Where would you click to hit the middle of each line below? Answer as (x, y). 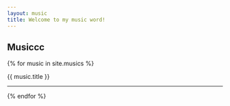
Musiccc (26, 47)
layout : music (27, 13)
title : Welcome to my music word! (56, 20)
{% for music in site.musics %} (51, 64)
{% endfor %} (27, 96)
